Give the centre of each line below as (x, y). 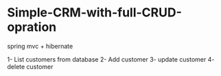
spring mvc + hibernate (40, 46)
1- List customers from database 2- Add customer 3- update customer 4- (111, 59)
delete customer (30, 66)
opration (32, 27)
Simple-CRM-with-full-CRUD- (94, 13)
